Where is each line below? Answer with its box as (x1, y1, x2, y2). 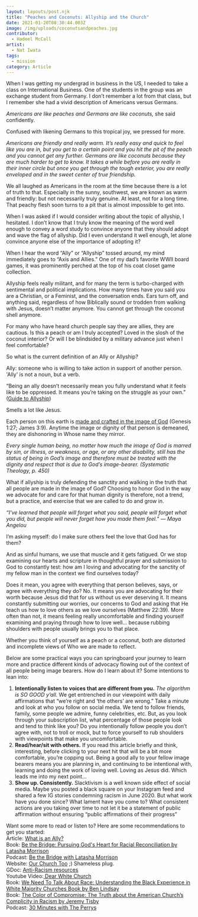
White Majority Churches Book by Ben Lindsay (6, 885, 119, 892)
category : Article (6, 63, 51, 70)
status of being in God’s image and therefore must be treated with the (6, 454, 176, 462)
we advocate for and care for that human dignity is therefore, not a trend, (6, 491, 184, 498)
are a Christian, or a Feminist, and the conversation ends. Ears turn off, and (6, 293, 189, 300)
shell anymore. (6, 312, 43, 319)
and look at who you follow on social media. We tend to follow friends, (14, 704, 186, 711)
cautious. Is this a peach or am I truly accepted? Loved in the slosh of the (6, 329, 184, 336)
